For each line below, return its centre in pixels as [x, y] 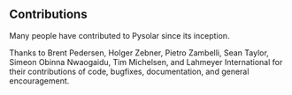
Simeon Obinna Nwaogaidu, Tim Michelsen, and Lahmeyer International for [146, 62]
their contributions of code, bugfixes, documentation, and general [129, 71]
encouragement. [39, 80]
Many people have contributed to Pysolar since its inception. [119, 35]
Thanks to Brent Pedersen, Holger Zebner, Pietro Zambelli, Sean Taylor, [139, 53]
